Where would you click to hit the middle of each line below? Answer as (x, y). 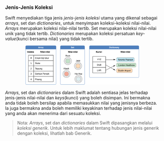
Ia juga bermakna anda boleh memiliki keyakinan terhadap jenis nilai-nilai (79, 108)
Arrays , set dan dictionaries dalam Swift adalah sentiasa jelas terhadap (77, 93)
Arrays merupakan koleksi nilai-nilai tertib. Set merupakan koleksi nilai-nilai (81, 28)
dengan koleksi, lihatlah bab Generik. (54, 133)
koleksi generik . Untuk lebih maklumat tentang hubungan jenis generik (88, 128)
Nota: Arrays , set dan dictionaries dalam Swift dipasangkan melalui (85, 123)
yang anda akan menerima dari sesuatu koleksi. (53, 113)
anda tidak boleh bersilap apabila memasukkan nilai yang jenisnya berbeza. (81, 103)
